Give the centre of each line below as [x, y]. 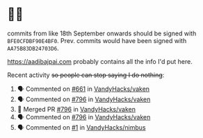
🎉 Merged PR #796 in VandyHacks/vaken [76, 109]
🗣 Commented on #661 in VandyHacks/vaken [83, 89]
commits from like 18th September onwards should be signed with [102, 33]
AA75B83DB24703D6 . [33, 48]
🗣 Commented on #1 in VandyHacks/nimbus [81, 127]
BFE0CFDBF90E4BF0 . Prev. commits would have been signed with [97, 40]
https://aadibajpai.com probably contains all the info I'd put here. [100, 61]
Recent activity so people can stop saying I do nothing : [86, 75]
